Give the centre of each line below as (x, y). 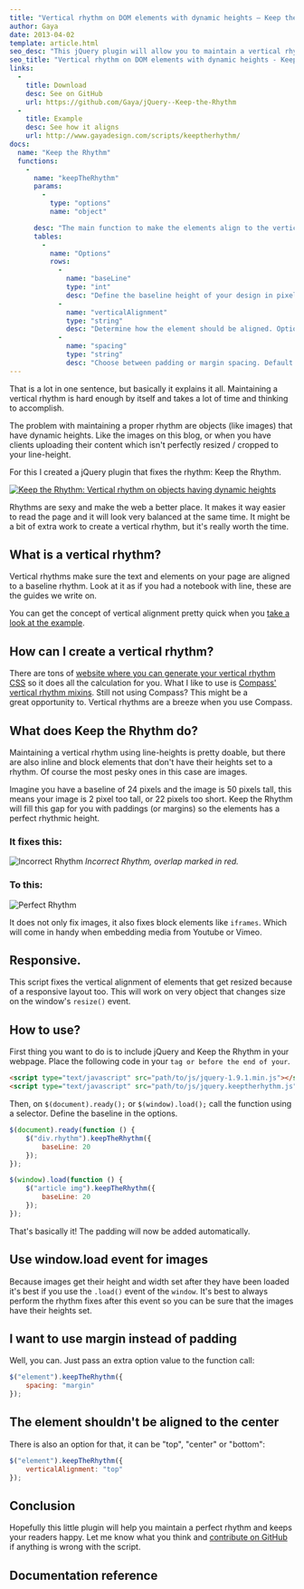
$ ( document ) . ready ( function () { (72, 1130)
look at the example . (47, 623)
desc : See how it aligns (72, 128)
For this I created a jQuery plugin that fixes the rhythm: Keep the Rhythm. (146, 471)
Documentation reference (84, 1575)
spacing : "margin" (60, 1386)
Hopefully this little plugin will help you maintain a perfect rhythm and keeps (151, 1527)
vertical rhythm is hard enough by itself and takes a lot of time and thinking (149, 398)
